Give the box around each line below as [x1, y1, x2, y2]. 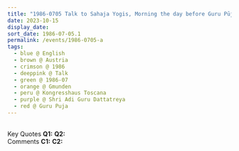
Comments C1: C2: [7, 137, 63, 145]
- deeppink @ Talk [14, 69, 69, 77]
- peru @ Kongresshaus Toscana [14, 89, 107, 96]
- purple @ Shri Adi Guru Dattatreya [14, 96, 126, 104]
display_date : [7, 23, 50, 30]
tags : [7, 43, 23, 50]
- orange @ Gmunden [14, 83, 72, 90]
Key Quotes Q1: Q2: [7, 129, 65, 138]
